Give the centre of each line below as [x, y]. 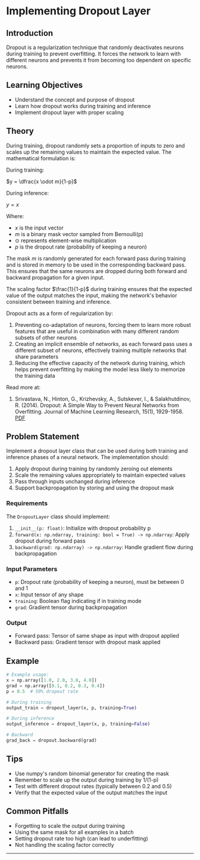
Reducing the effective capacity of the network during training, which [100, 363]
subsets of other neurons [46, 337]
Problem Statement [43, 437]
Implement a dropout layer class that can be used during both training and [97, 451]
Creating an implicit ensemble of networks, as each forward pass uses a [103, 344]
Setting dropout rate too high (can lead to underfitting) [82, 838]
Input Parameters [32, 569]
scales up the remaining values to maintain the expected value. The [89, 152]
